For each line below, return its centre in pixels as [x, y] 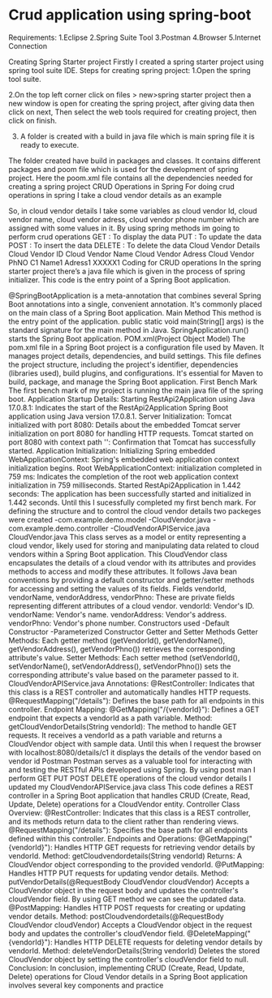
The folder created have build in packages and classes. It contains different [135, 161]
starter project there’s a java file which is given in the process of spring [127, 271]
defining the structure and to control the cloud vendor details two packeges [135, 511]
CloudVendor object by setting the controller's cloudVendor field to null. [129, 959]
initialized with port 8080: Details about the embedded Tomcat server [125, 424]
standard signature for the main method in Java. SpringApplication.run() [129, 329]
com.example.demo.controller [58, 528]
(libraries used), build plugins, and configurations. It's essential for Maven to [136, 373]
